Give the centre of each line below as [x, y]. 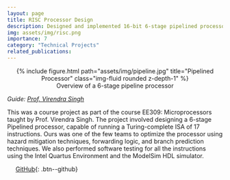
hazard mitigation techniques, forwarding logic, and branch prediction [105, 141]
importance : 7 [27, 39]
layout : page [26, 13]
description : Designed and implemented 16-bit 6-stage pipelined [102, 26]
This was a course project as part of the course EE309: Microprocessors [110, 112]
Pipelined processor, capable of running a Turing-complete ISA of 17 [103, 127]
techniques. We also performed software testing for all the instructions [107, 149]
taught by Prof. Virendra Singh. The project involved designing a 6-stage [110, 119]
